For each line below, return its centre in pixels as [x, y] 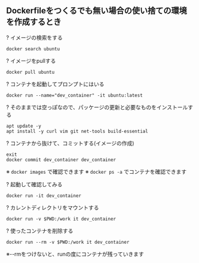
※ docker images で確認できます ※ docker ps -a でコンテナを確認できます [97, 171]
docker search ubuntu [33, 49]
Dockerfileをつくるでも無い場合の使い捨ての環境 [97, 11]
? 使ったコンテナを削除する [40, 231]
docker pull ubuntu [30, 72]
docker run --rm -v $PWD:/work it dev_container [68, 242]
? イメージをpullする [31, 61]
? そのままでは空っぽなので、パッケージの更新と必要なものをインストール [97, 107]
